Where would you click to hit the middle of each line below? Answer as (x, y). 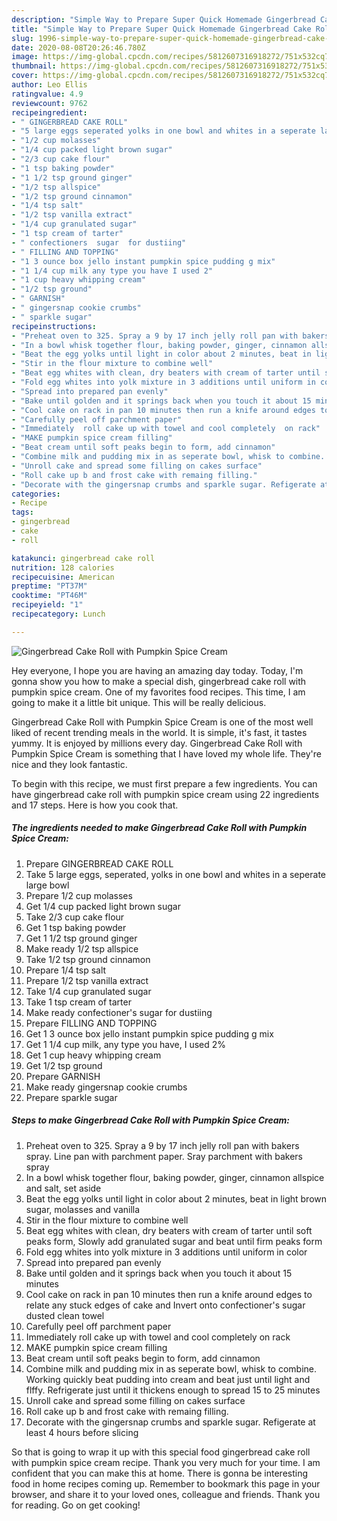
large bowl (47, 885)
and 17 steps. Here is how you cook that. (95, 805)
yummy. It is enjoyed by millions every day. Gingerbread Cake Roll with (157, 743)
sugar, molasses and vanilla (83, 1209)
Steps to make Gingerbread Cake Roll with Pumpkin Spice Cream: (150, 1120)
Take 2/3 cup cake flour (75, 917)
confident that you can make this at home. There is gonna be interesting (160, 1473)
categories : (36, 494)
